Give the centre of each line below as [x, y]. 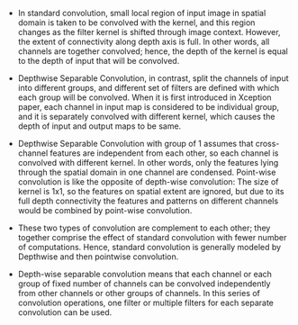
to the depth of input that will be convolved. [99, 61]
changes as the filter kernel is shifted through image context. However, [149, 32]
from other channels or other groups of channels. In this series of [139, 293]
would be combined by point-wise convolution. [105, 210]
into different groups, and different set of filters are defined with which [149, 88]
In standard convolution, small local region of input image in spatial [142, 13]
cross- [267, 144]
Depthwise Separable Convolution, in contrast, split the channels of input [153, 78]
